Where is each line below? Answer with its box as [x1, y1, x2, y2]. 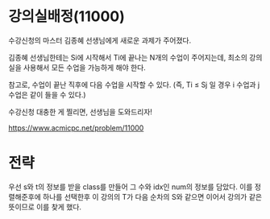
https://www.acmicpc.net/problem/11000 [8, 122, 144, 133]
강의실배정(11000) [8, 7, 125, 26]
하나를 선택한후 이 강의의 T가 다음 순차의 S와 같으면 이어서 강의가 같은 [43, 192, 263, 201]
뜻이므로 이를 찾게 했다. [8, 202, 82, 212]
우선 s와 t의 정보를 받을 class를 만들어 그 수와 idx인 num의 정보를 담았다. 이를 [8, 182, 253, 192]
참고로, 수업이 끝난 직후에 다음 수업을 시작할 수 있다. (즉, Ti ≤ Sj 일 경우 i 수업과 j [8, 80, 260, 89]
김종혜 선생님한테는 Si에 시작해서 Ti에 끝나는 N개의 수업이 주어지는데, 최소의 [8, 52, 248, 62]
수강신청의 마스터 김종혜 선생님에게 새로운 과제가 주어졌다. [8, 35, 192, 45]
